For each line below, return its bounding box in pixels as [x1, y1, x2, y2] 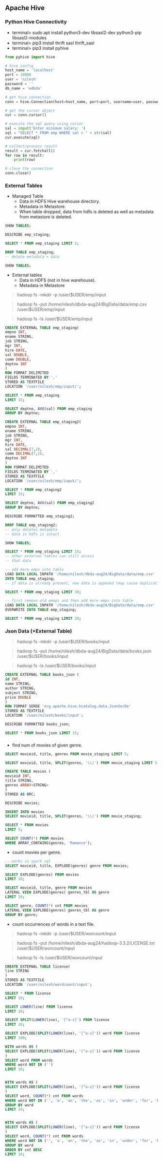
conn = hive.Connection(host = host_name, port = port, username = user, [5, 99, 145, 104]
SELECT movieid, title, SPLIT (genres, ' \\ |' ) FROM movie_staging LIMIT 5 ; [5, 760, 160, 765]
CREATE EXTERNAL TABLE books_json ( [5, 672, 79, 677]
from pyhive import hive [5, 55, 55, 59]
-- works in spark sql [5, 858, 51, 864]
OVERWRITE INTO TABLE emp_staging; [5, 608, 77, 612]
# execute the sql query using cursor [5, 121, 83, 126]
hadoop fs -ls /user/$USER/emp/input [16, 316, 93, 322]
